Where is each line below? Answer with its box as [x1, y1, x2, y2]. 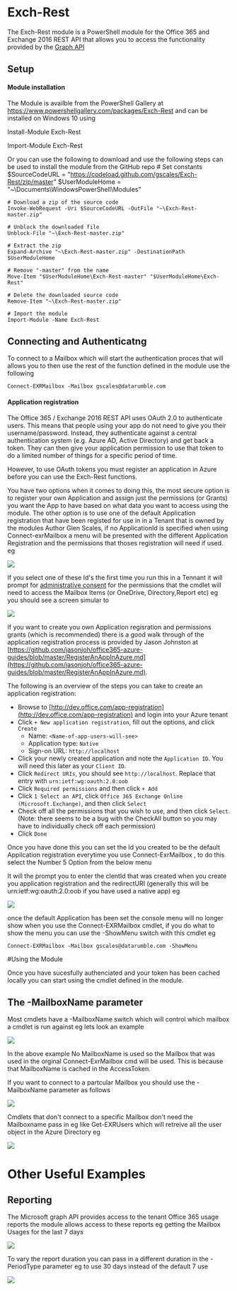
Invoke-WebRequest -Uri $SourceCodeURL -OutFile [7, 204, 154, 212]
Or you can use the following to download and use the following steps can [7, 155, 224, 163]
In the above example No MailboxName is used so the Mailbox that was [7, 1050, 216, 1058]
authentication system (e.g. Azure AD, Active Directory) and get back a [7, 436, 214, 444]
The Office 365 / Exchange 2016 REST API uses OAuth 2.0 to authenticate [7, 413, 223, 422]
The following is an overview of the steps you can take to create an [7, 681, 203, 690]
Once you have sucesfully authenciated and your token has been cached [7, 968, 221, 977]
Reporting [7, 1193, 52, 1206]
